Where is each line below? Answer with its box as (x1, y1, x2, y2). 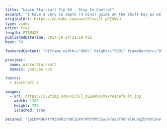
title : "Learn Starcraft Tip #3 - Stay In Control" (5, 7, 114, 12)
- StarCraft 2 (9, 80, 39, 85)
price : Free (5, 26, 30, 31)
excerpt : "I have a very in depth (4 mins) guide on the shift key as (5, 12, 155, 17)
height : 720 (14, 103, 39, 108)
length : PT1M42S (5, 30, 39, 35)
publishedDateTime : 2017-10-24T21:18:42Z (5, 35, 92, 40)
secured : (5, 117, 23, 122)
